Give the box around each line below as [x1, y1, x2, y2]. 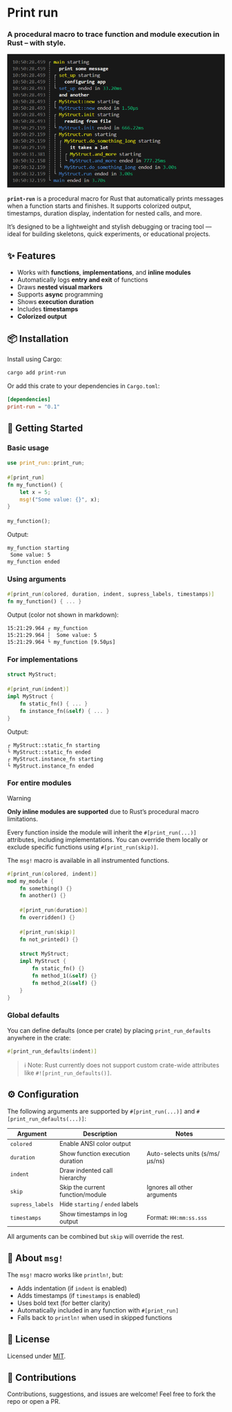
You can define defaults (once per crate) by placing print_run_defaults [7, 1026, 211, 1034]
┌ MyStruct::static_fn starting [7, 741, 100, 749]
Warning [7, 794, 31, 802]
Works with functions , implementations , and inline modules [17, 268, 191, 277]
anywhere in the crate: [7, 1033, 71, 1042]
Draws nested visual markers [17, 283, 103, 292]
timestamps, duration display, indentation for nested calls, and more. [7, 209, 202, 218]
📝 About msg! [7, 1252, 64, 1264]
